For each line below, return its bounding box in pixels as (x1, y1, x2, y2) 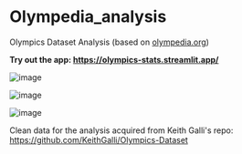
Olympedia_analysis (9, 6, 167, 27)
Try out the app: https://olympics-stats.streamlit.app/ (9, 54, 219, 65)
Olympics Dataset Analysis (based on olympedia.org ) (9, 36, 210, 47)
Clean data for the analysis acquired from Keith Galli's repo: (9, 125, 234, 136)
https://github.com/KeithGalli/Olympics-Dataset (9, 134, 189, 145)
